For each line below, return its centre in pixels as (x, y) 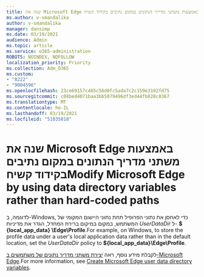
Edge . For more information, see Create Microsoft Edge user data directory (99, 261)
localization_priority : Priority (49, 62)
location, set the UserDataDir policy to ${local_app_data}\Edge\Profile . (96, 243)
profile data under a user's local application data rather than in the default (99, 236)
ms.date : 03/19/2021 (32, 35)
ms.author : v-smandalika (38, 18)
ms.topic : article (29, 46)
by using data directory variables (91, 188)
